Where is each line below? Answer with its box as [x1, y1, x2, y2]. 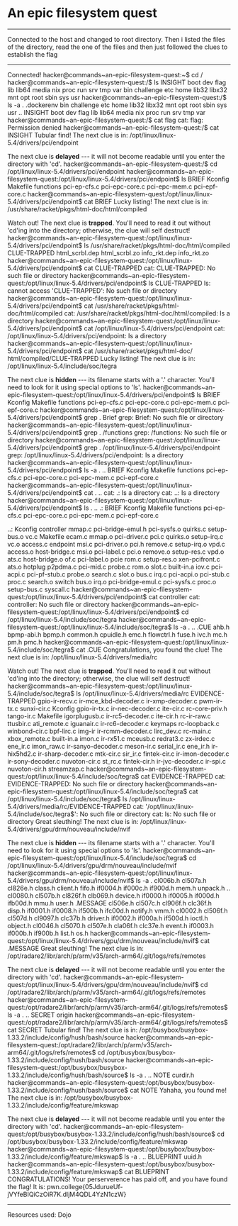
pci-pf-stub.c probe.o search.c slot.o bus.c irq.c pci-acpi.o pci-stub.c [26, 569, 230, 579]
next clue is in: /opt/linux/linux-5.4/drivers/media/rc [7, 652, 158, 661]
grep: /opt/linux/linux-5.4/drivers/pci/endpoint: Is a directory [7, 450, 184, 459]
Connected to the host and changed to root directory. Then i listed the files [7, 35, 225, 43]
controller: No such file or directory [7, 600, 110, 608]
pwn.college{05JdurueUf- [47, 1182, 123, 1191]
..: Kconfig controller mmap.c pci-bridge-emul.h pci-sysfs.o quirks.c [7, 525, 207, 533]
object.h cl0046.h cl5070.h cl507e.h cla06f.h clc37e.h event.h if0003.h [7, 921, 214, 930]
